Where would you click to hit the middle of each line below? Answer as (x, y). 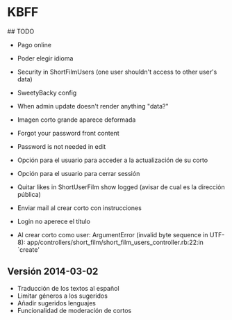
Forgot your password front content (68, 133)
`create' (28, 249)
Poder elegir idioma (45, 58)
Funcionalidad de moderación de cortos (74, 310)
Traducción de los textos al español (68, 288)
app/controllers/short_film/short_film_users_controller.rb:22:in (115, 242)
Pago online (34, 45)
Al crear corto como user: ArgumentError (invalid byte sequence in (113, 234)
